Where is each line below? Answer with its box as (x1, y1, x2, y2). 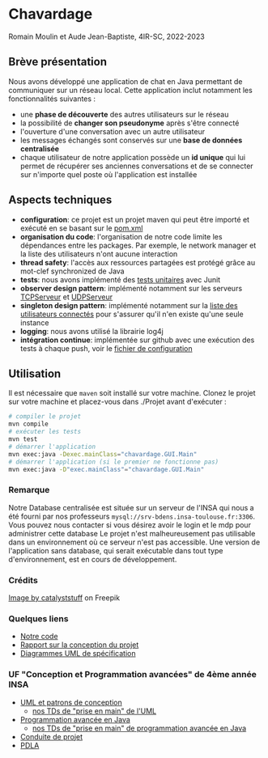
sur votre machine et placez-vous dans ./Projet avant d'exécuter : (8, 397, 227, 407)
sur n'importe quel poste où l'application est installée (19, 169, 198, 179)
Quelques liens (8, 612, 69, 624)
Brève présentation (8, 55, 108, 69)
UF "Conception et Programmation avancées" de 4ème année (8, 669, 257, 680)
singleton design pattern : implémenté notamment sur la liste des (19, 300, 238, 310)
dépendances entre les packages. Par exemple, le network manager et (19, 240, 257, 250)
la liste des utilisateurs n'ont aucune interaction (19, 248, 178, 259)
